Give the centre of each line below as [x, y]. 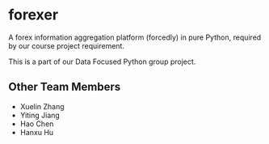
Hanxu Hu [37, 132]
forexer [34, 15]
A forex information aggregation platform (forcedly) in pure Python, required [135, 37]
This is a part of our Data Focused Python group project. [102, 61]
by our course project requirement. [67, 45]
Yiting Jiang [40, 115]
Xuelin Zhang [42, 106]
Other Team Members [65, 87]
